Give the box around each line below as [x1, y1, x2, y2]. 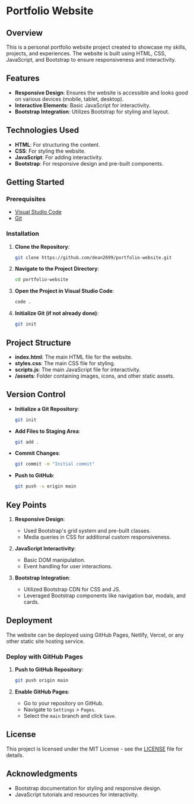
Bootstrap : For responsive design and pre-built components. [14, 160, 164, 167]
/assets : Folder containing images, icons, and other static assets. [14, 372, 175, 379]
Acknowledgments [6, 769, 78, 779]
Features [6, 73, 40, 84]
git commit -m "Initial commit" [14, 461, 95, 467]
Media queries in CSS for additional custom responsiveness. [23, 533, 171, 541]
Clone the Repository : [14, 243, 70, 250]
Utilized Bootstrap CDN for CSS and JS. [23, 586, 120, 593]
